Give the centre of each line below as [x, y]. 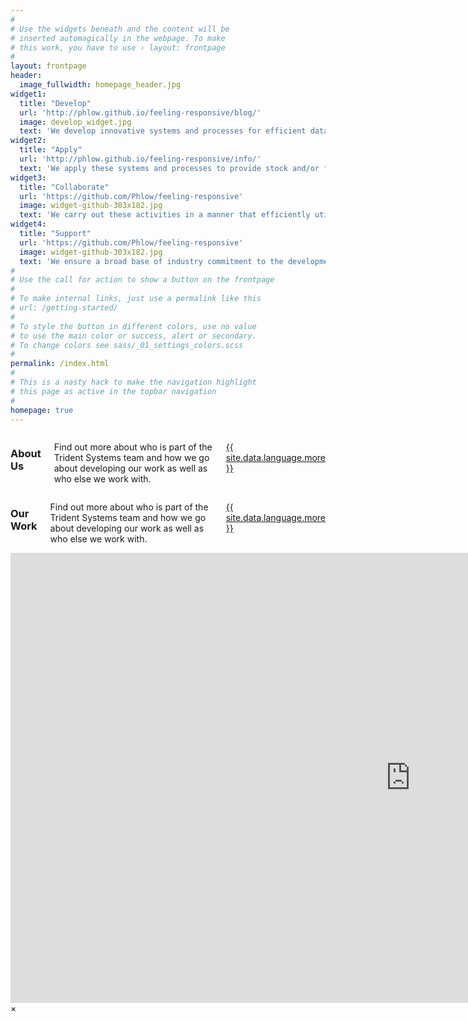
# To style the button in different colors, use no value [133, 326]
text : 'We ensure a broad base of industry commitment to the [151, 261]
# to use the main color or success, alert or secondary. [133, 336]
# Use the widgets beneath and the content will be [120, 29]
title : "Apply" [51, 150]
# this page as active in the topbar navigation [113, 391]
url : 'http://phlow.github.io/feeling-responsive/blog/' [140, 112]
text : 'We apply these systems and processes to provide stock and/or [169, 168]
